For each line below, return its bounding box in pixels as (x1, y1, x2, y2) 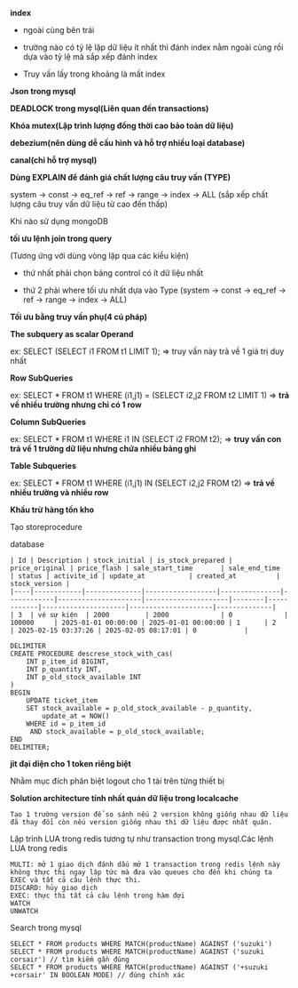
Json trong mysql (10, 86, 76, 96)
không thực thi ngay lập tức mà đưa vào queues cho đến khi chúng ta (10, 868, 273, 877)
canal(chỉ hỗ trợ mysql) (10, 155, 98, 165)
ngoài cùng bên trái (22, 25, 95, 35)
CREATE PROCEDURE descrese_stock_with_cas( (10, 649, 174, 658)
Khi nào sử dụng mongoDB (10, 216, 109, 226)
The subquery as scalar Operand (10, 329, 134, 339)
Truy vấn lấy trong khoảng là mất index (22, 68, 166, 79)
